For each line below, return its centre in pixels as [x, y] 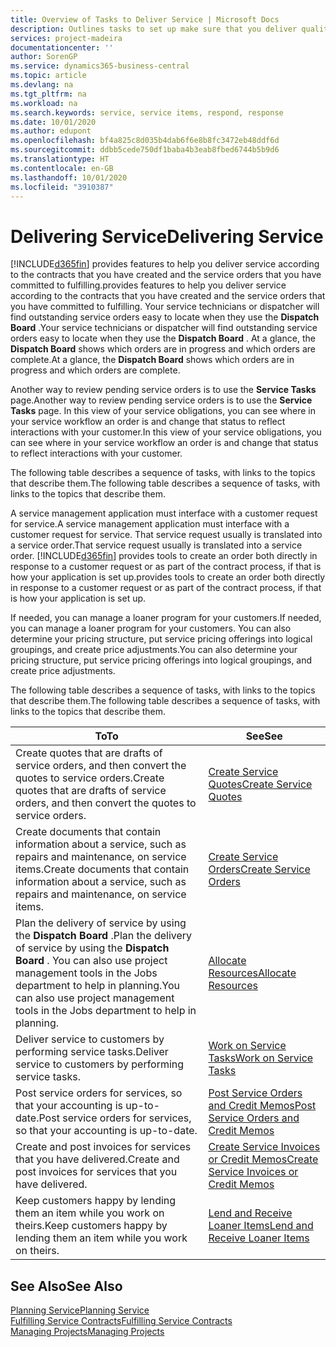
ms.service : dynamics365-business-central [100, 66]
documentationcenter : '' [62, 47]
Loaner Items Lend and [261, 1226]
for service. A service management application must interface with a [150, 524]
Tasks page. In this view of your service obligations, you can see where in [163, 411]
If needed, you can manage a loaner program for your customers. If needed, [166, 618]
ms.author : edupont [51, 131]
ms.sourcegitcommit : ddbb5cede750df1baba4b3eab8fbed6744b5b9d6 [145, 150]
